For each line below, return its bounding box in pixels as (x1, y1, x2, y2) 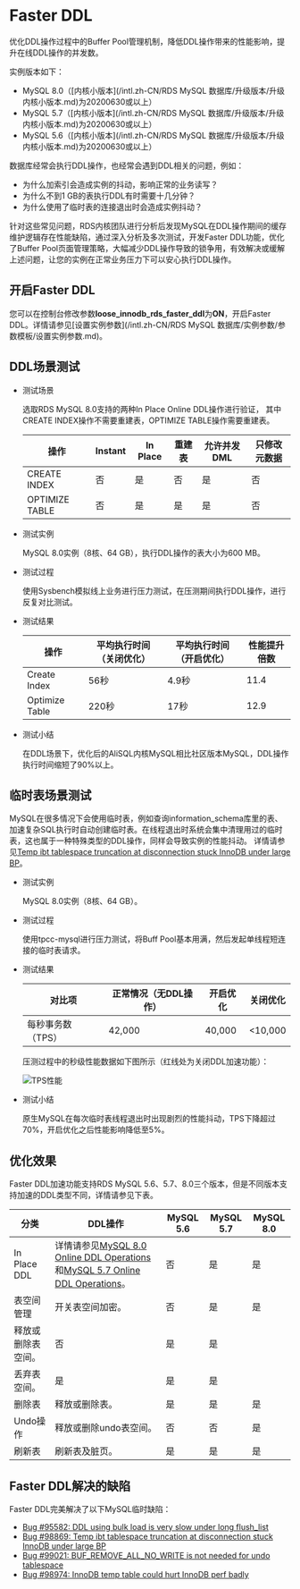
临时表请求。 (37, 945, 86, 956)
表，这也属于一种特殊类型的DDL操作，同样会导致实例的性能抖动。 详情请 (9, 835, 279, 846)
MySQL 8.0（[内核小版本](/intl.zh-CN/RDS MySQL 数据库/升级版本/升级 (21, 85, 286, 96)
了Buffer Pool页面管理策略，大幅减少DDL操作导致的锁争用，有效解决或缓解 (9, 242, 286, 253)
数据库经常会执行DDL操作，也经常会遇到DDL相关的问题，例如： (9, 160, 245, 171)
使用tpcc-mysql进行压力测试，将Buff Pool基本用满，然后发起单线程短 (21, 934, 279, 944)
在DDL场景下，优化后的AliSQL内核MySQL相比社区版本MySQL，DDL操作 (21, 748, 289, 758)
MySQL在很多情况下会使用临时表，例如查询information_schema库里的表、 (9, 813, 283, 824)
